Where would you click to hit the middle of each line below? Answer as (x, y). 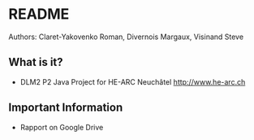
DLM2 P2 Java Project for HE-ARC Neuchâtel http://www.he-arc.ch (133, 81)
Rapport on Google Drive (62, 127)
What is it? (36, 62)
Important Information (66, 108)
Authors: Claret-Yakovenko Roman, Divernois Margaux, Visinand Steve (126, 37)
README (39, 14)
